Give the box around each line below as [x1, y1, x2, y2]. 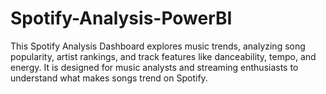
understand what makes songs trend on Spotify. [10, 72, 208, 84]
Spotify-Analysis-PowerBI [10, 7, 233, 30]
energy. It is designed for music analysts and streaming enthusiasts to [10, 61, 299, 73]
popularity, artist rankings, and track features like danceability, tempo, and [10, 50, 317, 62]
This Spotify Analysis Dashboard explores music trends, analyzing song [10, 40, 306, 52]
